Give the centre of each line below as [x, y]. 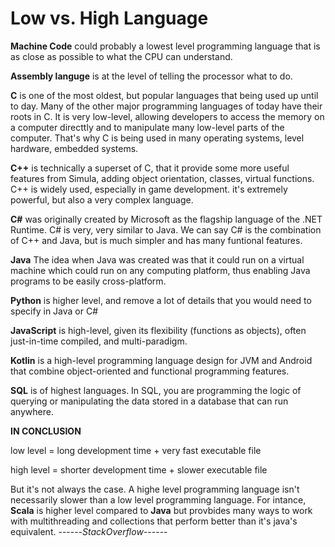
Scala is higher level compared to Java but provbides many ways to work [161, 510]
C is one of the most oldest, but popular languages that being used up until [164, 95]
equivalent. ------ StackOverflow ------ [89, 531]
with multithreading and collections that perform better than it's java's [154, 521]
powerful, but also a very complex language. [102, 199]
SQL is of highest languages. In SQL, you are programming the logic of [156, 390]
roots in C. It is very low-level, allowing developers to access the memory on [167, 116]
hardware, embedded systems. [74, 148]
